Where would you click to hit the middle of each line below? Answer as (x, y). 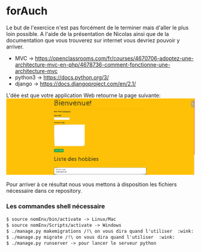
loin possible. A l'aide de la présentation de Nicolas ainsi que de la (88, 34)
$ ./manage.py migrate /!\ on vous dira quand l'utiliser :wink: (91, 238)
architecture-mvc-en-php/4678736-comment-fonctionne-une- (92, 65)
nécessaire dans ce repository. (44, 191)
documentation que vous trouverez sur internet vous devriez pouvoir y (93, 40)
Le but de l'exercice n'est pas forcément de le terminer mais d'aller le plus (98, 28)
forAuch (27, 11)
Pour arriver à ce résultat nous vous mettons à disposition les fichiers (92, 184)
